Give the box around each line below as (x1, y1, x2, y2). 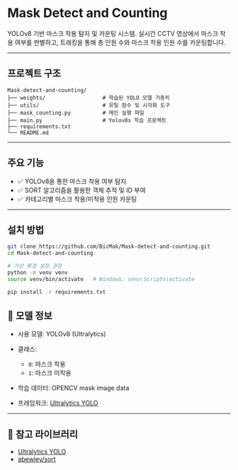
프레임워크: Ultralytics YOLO (17, 399, 98, 408)
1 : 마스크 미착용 (28, 369, 72, 377)
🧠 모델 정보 (7, 310, 53, 322)
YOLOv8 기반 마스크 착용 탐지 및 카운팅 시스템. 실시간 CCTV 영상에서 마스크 (7, 29, 218, 38)
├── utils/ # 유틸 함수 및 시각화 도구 (7, 101, 171, 109)
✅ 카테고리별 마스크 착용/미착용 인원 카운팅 (17, 195, 137, 203)
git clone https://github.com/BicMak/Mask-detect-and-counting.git (7, 243, 211, 251)
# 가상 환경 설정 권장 (7, 263, 62, 270)
